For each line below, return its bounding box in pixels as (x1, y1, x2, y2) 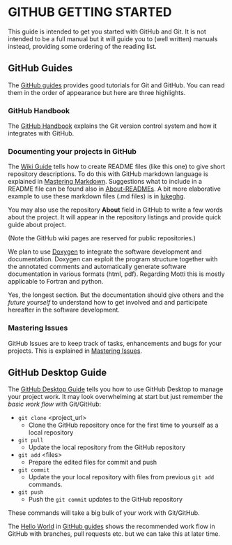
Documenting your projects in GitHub (8, 146, 137, 156)
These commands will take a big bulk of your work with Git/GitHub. (8, 509, 201, 517)
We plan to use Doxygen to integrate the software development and (8, 247, 202, 256)
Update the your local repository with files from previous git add (28, 473, 215, 481)
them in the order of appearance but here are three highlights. (8, 88, 186, 96)
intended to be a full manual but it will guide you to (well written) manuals (8, 34, 218, 43)
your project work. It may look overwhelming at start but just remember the (8, 393, 224, 401)
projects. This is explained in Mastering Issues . (8, 347, 142, 355)
